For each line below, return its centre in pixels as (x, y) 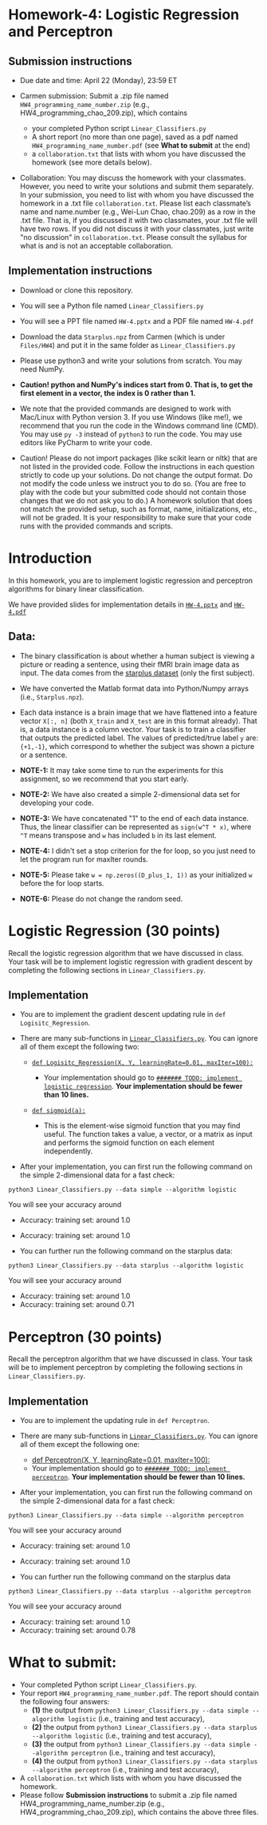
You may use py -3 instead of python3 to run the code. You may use (131, 434)
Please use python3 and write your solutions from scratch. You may (131, 361)
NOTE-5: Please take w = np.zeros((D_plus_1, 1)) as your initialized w (136, 875)
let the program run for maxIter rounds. (84, 859)
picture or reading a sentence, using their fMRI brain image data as (130, 664)
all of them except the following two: (79, 1047)
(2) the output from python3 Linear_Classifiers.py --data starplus (144, 1727)
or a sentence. (43, 755)
